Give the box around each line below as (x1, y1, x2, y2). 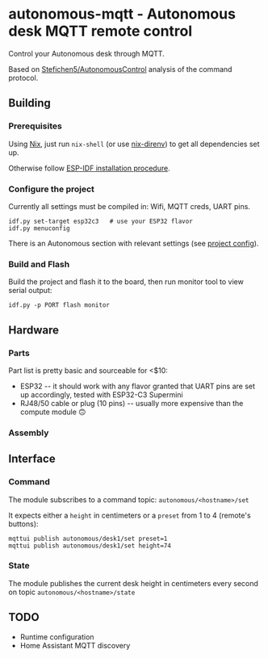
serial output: (8, 286, 52, 295)
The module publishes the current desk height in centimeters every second (8, 578, 258, 588)
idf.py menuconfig (8, 224, 70, 233)
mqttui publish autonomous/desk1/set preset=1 (8, 534, 168, 543)
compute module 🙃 (19, 407, 86, 417)
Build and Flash (8, 258, 70, 270)
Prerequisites (8, 120, 62, 132)
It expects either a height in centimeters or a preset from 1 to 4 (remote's (8, 510, 252, 520)
